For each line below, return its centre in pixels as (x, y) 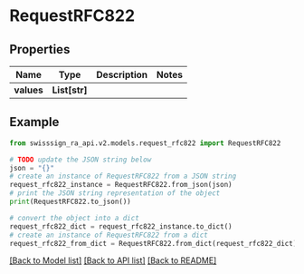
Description (122, 75)
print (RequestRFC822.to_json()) (70, 202)
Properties (40, 49)
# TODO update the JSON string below (81, 160)
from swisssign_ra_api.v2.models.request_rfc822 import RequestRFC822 (145, 143)
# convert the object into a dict (75, 218)
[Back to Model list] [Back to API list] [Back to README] (113, 260)
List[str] (70, 90)
